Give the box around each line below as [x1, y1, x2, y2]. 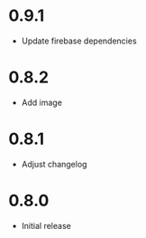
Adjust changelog [21, 158, 87, 169]
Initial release [21, 220, 71, 231]
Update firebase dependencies [21, 35, 137, 46]
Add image [21, 97, 62, 108]
